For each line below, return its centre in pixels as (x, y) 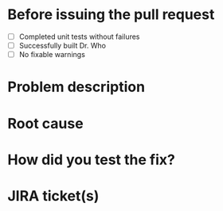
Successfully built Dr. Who (63, 46)
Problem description (76, 87)
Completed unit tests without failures (79, 36)
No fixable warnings (52, 55)
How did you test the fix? (92, 159)
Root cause (46, 123)
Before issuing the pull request (111, 15)
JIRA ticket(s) (53, 196)
